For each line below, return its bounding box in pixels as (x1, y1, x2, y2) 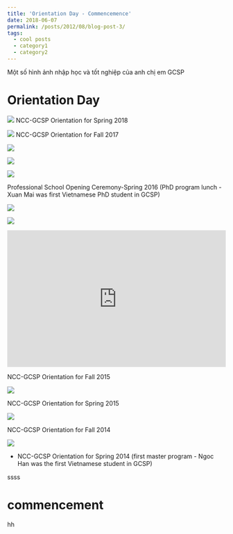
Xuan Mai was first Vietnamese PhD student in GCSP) (7, 190, 161, 199)
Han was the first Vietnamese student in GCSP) (17, 459, 153, 467)
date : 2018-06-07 (7, 17, 58, 24)
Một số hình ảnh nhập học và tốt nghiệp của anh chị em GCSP (7, 67, 185, 76)
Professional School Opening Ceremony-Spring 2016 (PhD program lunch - (7, 183, 222, 191)
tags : (7, 29, 23, 37)
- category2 (13, 49, 49, 56)
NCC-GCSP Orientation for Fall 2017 (15, 130, 119, 139)
